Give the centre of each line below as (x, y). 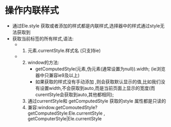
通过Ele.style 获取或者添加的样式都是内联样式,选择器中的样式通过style (86, 26)
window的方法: (43, 62)
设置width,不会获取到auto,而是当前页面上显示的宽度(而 (97, 88)
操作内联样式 (32, 11)
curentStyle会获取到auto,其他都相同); (74, 94)
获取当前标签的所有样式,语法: (43, 39)
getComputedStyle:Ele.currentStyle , (66, 113)
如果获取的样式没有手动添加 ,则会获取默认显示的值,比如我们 (98, 81)
